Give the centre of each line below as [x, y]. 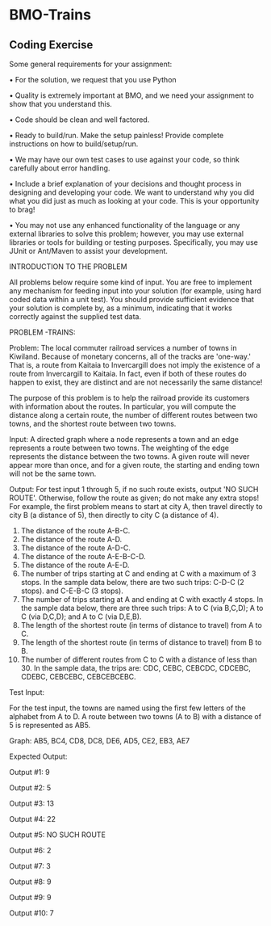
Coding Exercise [51, 45]
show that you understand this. [60, 104]
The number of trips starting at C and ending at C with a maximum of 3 [138, 574]
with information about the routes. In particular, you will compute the [123, 406]
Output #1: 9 [30, 772]
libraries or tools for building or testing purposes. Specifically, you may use [134, 242]
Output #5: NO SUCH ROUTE [57, 835]
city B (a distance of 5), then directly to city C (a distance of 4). [114, 515]
